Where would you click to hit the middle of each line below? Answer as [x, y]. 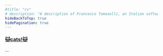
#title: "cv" [18, 9]
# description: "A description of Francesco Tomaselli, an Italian [75, 14]
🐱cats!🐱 [16, 40]
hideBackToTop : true [26, 18]
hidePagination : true [27, 23]
